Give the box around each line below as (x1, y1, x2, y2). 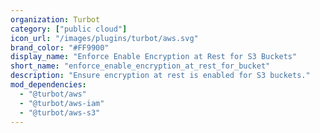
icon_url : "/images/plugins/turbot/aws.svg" (10, 33, 199, 43)
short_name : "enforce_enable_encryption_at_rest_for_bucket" (10, 61, 271, 71)
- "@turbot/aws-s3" (19, 107, 101, 118)
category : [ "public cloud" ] (10, 24, 128, 34)
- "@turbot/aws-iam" (19, 98, 105, 108)
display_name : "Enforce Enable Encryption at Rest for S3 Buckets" (10, 52, 298, 62)
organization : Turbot (10, 14, 101, 25)
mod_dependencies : (10, 80, 87, 90)
